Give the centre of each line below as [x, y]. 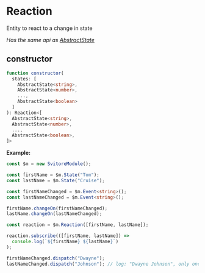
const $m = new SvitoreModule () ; [49, 164]
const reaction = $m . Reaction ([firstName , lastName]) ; [77, 225]
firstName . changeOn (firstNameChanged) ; [57, 208]
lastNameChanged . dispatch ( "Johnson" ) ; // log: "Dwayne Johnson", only [98, 264]
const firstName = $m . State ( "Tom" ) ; [53, 175]
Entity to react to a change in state [49, 28]
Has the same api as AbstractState [50, 40]
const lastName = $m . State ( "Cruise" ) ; [56, 180]
